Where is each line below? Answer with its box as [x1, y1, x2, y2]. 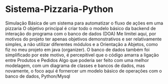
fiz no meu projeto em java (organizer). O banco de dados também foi [5, 46, 150, 52]
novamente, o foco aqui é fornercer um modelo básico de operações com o [5, 67, 162, 73]
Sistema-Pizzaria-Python [5, 3, 114, 15]
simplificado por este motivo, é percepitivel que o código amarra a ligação [5, 51, 159, 58]
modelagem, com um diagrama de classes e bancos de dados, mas [5, 62, 145, 68]
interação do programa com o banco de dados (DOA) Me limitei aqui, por [5, 30, 156, 36]
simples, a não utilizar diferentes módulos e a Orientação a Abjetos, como [5, 41, 158, 47]
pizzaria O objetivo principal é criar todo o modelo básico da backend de [5, 25, 156, 31]
